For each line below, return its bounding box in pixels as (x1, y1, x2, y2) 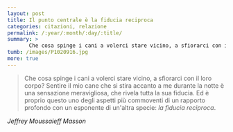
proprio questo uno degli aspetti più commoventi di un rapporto (24, 96, 206, 104)
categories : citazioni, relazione (7, 23, 107, 30)
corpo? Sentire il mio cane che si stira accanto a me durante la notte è (24, 81, 224, 90)
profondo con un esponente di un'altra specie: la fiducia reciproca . (24, 103, 216, 111)
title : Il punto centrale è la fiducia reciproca (7, 17, 154, 23)
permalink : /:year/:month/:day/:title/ (7, 29, 123, 37)
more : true (7, 55, 39, 62)
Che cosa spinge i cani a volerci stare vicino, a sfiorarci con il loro (24, 74, 212, 82)
